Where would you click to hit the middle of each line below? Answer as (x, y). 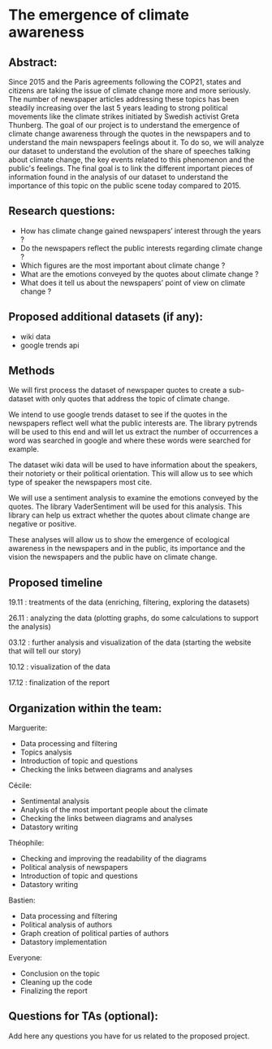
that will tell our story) (45, 651)
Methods (32, 371)
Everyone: (26, 958)
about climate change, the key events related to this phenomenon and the (132, 160)
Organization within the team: (85, 708)
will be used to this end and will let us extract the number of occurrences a (133, 432)
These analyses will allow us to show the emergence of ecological (119, 540)
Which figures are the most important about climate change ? (123, 265)
